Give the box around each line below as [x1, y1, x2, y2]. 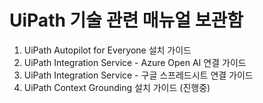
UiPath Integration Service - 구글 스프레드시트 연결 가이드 [23, 69, 254, 81]
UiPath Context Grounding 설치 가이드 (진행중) [23, 81, 211, 93]
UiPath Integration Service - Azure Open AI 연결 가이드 [23, 56, 247, 68]
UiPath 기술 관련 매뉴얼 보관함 [9, 9, 244, 32]
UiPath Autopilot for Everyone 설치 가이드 [23, 44, 192, 56]
